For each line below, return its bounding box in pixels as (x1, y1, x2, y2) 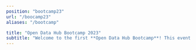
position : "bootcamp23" (6, 8, 65, 15)
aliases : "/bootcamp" (6, 19, 59, 25)
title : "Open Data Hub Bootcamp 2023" (6, 30, 101, 35)
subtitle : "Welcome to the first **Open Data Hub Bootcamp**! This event (6, 35, 191, 41)
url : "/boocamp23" (6, 14, 51, 20)
